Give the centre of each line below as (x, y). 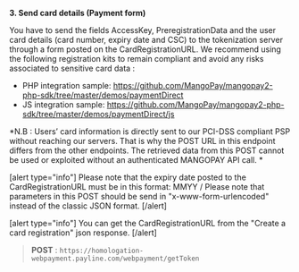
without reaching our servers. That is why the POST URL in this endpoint (142, 141)
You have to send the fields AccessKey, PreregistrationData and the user (143, 30)
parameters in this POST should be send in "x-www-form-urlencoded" (139, 196)
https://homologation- (102, 251)
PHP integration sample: (66, 85)
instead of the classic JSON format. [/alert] (88, 206)
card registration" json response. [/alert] (83, 233)
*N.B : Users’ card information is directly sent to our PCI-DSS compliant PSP (150, 132)
